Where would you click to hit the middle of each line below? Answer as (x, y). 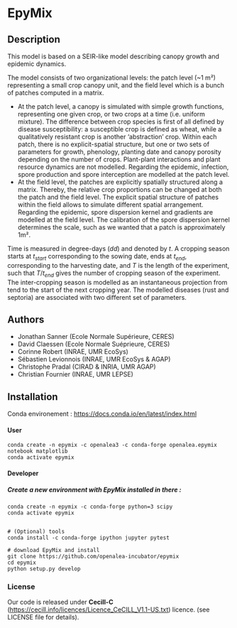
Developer (23, 473)
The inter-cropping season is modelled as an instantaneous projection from (117, 282)
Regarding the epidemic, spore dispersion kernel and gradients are (115, 212)
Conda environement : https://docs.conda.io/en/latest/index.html (102, 414)
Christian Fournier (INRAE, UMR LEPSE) (75, 374)
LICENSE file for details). (43, 617)
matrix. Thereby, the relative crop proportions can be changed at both (120, 189)
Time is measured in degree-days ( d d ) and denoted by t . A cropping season (118, 249)
